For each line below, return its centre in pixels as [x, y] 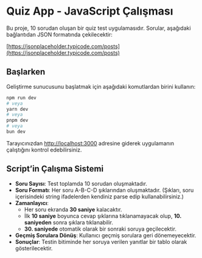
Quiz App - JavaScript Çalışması [90, 11]
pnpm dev [17, 120]
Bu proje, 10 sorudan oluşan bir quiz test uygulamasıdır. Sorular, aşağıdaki [99, 28]
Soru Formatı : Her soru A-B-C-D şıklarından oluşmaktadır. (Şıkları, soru [104, 190]
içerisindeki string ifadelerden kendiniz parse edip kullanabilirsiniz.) [99, 197]
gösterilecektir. [34, 248]
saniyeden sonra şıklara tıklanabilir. [69, 222]
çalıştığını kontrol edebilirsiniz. [44, 150]
